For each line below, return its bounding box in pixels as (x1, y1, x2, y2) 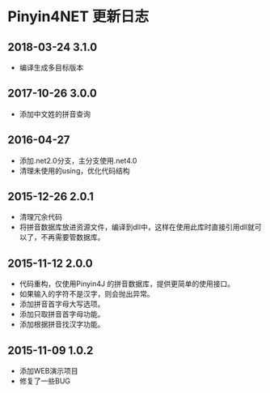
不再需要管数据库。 (40, 233, 105, 242)
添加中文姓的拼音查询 (19, 109, 91, 118)
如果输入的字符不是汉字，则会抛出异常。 (19, 289, 154, 299)
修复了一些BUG (19, 376, 70, 386)
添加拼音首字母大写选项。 (19, 299, 105, 309)
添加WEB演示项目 (19, 366, 78, 376)
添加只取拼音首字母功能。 (19, 310, 105, 319)
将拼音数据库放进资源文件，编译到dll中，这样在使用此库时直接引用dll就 (19, 222, 255, 232)
